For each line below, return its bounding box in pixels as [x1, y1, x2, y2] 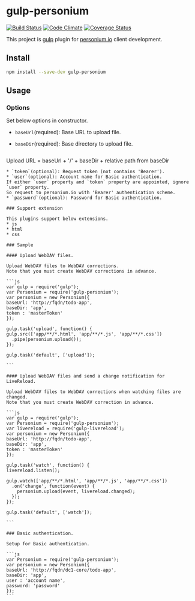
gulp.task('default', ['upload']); [6, 352, 95, 358]
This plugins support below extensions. [6, 216, 109, 222]
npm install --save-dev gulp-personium [6, 69, 106, 75]
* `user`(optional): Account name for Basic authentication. [6, 174, 163, 180]
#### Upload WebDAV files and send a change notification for [6, 373, 165, 379]
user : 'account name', [6, 578, 66, 584]
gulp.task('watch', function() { [6, 463, 90, 469]
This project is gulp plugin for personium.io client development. [6, 35, 163, 43]
